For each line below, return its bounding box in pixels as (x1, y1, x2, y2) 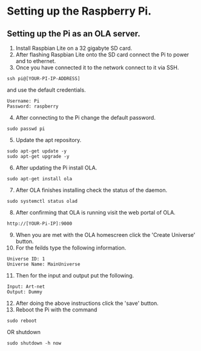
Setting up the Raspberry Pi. (7, 4, 152, 18)
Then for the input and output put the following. (15, 272, 134, 279)
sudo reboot (7, 318, 37, 324)
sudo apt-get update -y (7, 148, 67, 154)
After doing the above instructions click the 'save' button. (15, 299, 159, 307)
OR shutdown (7, 329, 41, 335)
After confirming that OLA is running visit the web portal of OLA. (15, 209, 176, 216)
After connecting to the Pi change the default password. (15, 114, 156, 121)
